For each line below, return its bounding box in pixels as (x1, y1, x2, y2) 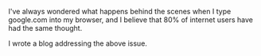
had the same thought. (8, 24, 83, 32)
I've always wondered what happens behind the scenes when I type (8, 7, 232, 16)
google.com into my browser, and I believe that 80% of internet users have (8, 15, 253, 24)
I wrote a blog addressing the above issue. (8, 39, 147, 48)
